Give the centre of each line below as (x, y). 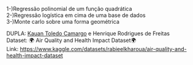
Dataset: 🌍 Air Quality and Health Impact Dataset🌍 (71, 40)
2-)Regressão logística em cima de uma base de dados (76, 15)
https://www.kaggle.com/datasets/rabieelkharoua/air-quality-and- (103, 49)
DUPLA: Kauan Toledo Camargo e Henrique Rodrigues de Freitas (88, 33)
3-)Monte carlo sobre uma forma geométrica (63, 22)
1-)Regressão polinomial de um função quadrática (69, 9)
